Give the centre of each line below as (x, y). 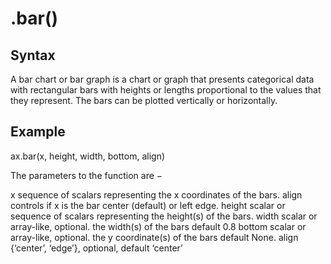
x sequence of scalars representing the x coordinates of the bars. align (156, 194)
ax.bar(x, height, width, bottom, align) (88, 156)
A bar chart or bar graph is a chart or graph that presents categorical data (162, 79)
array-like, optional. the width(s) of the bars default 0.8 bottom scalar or (158, 226)
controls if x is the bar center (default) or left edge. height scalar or (148, 205)
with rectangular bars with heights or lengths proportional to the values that (166, 90)
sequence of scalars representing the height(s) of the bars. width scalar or (164, 216)
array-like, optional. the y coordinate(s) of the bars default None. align (154, 237)
